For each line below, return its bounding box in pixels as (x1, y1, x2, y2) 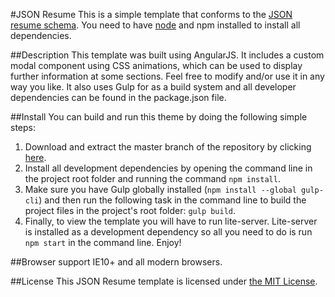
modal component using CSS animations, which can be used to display (10, 60, 303, 71)
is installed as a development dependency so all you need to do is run (24, 226, 313, 238)
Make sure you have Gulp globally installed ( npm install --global (24, 184, 297, 195)
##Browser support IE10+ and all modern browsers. (10, 256, 223, 268)
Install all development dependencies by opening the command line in (24, 162, 313, 174)
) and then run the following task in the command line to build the (38, 194, 307, 206)
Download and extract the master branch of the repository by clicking (24, 141, 312, 153)
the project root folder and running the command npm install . (24, 173, 281, 184)
